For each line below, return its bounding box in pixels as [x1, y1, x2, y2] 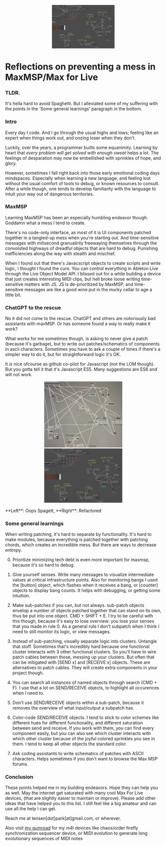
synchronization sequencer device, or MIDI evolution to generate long [5, 830, 148, 836]
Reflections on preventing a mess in [5, 61, 156, 72]
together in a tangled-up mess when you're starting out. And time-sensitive [5, 235, 159, 241]
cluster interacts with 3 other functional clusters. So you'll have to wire [12, 649, 157, 655]
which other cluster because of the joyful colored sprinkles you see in [12, 736, 155, 742]
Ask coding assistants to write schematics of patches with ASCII [12, 751, 144, 757]
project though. [12, 670, 44, 676]
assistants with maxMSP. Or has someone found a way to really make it [5, 321, 151, 327]
